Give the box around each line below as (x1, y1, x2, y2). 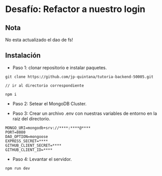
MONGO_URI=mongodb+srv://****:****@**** (5, 125, 91, 130)
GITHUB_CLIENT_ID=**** (5, 147, 53, 152)
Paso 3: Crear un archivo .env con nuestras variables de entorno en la (12, 110, 157, 116)
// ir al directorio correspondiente (5, 83, 84, 88)
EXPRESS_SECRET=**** (5, 138, 49, 143)
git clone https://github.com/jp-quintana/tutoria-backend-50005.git (5, 74, 154, 79)
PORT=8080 (5, 129, 26, 135)
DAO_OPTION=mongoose (5, 134, 49, 139)
